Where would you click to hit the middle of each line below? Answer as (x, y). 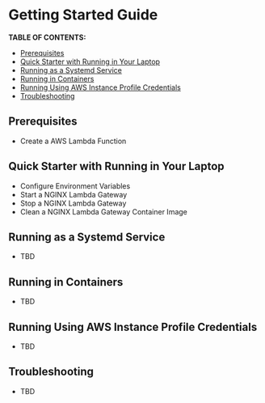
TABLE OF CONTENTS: (47, 37)
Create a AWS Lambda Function (73, 141)
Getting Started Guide (83, 15)
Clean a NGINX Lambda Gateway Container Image (103, 211)
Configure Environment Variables (75, 186)
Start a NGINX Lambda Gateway (74, 194)
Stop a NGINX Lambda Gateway (73, 203)
